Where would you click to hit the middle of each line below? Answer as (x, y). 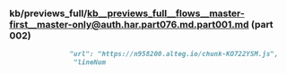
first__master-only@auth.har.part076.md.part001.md (129, 24)
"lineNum (89, 62)
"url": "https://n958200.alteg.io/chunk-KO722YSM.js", (174, 54)
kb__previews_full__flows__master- (165, 13)
